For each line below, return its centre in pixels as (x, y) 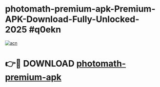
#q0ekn (45, 30)
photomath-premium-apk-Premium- (80, 9)
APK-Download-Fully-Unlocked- (72, 19)
